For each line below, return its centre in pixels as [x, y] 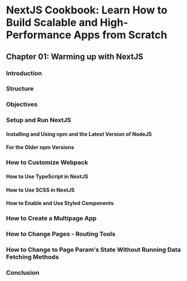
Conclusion [23, 272]
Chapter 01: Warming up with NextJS [75, 56]
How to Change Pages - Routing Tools [61, 234]
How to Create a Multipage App [51, 218]
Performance [39, 35]
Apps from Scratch [120, 35]
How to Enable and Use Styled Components [60, 203]
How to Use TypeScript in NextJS [47, 176]
